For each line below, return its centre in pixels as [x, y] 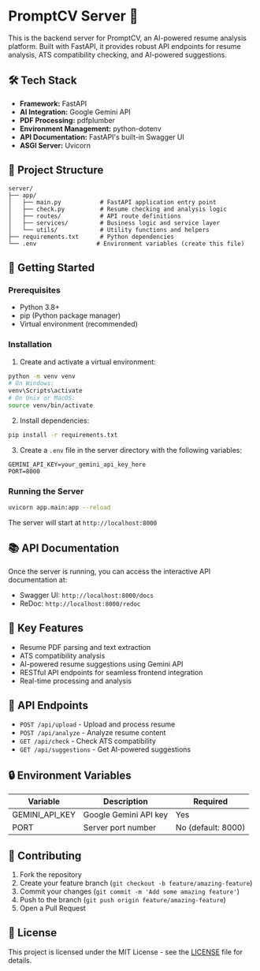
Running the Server [46, 491]
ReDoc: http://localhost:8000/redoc [80, 603]
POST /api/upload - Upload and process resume [97, 724]
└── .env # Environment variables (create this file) [126, 244]
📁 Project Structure [56, 170]
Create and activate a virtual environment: [87, 361]
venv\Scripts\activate [45, 391]
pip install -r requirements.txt [63, 435]
